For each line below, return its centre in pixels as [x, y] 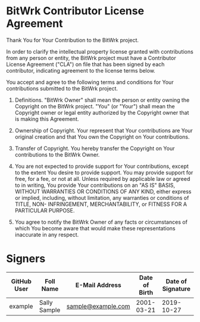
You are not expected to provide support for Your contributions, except [102, 166]
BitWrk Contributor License [75, 11]
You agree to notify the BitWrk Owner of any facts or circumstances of [101, 222]
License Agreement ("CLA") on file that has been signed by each [85, 64]
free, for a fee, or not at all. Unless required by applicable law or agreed [102, 179]
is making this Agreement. [47, 119]
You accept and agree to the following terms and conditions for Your [90, 82]
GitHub [21, 281]
